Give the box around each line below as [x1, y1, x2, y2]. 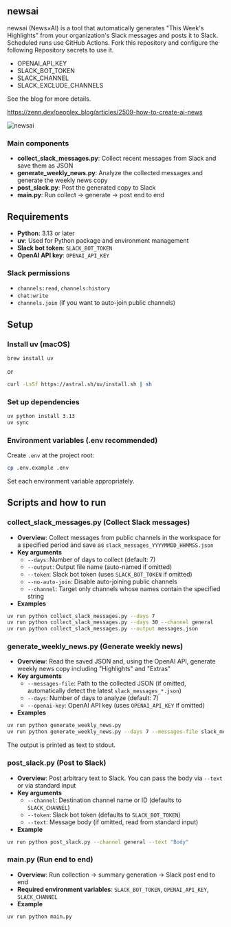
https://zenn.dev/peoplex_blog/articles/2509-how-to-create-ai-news [7, 108, 203, 116]
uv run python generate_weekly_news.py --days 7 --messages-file [7, 728, 198, 735]
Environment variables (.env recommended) [7, 435, 158, 445]
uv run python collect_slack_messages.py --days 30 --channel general [7, 619, 214, 626]
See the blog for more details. [7, 94, 91, 103]
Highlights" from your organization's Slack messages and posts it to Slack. [7, 31, 219, 39]
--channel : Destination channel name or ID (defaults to [27, 796, 182, 804]
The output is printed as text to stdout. [7, 741, 115, 749]
